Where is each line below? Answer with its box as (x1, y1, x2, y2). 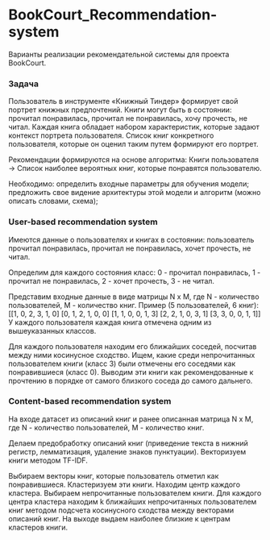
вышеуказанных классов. (8, 326, 97, 335)
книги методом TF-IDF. (8, 455, 89, 465)
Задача (8, 78, 39, 89)
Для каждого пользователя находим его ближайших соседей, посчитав (8, 341, 257, 351)
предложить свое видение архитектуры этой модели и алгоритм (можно (8, 188, 261, 197)
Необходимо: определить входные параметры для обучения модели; (8, 179, 250, 189)
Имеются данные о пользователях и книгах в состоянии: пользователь (8, 235, 255, 244)
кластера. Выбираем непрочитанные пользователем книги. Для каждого (8, 488, 262, 497)
